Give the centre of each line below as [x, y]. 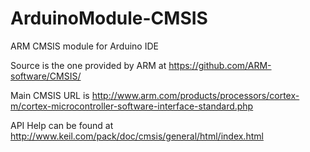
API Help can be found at [62, 125]
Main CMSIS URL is [50, 95]
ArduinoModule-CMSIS [109, 18]
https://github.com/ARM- [220, 65]
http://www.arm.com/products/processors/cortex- [195, 95]
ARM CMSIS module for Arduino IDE [84, 46]
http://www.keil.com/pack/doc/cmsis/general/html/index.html [137, 136]
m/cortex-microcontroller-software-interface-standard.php [132, 106]
